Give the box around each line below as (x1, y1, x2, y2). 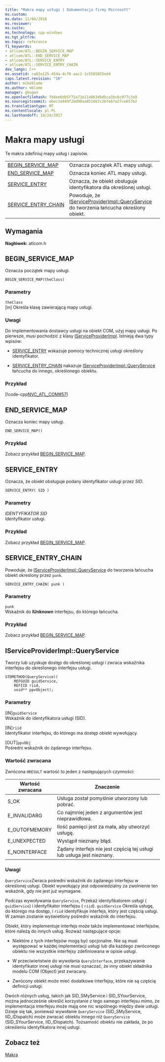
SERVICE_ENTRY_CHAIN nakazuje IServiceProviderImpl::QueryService (12, 363, 156, 368)
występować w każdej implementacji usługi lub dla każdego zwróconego (12, 943, 160, 949)
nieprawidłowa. (57, 815, 92, 822)
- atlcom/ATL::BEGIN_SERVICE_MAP (5, 48, 74, 53)
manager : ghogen (5, 90, 38, 95)
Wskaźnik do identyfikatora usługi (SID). (5, 715, 86, 721)
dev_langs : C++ (5, 67, 36, 72)
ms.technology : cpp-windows (5, 30, 63, 35)
